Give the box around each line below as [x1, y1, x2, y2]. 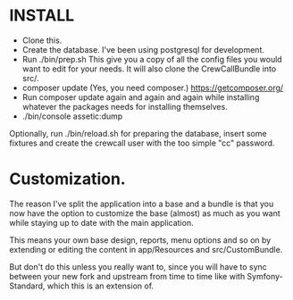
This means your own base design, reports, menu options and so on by [9, 234, 272, 246]
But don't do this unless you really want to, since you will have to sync [9, 261, 268, 272]
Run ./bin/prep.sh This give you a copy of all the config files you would [21, 54, 283, 64]
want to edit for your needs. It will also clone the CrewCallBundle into [21, 63, 277, 74]
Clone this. [21, 35, 63, 46]
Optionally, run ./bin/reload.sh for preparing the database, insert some [9, 128, 267, 138]
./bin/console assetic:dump [21, 111, 123, 121]
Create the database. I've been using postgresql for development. [21, 44, 265, 54]
